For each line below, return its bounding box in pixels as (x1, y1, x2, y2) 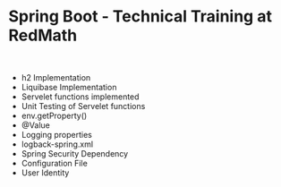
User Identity (21, 167, 70, 178)
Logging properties (21, 129, 93, 140)
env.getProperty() (21, 110, 88, 121)
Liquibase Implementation (21, 81, 117, 92)
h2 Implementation (21, 72, 91, 82)
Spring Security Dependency (21, 148, 129, 158)
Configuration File (21, 157, 89, 168)
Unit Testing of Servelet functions (21, 100, 146, 111)
